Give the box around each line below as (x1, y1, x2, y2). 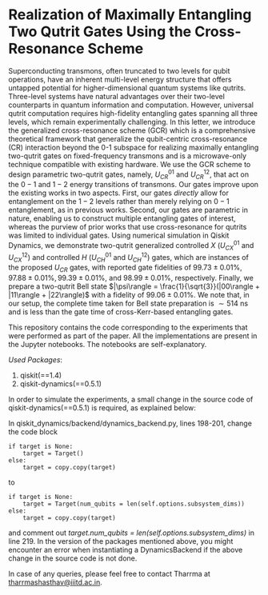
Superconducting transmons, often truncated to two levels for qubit (8, 66, 230, 75)
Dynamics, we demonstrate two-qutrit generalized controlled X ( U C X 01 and (8, 239, 254, 252)
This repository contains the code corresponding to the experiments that (8, 322, 248, 333)
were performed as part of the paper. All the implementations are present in (8, 331, 258, 341)
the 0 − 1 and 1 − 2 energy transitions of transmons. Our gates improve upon (8, 180, 258, 190)
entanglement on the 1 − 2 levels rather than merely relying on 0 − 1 (8, 197, 230, 206)
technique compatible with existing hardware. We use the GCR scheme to (8, 159, 251, 169)
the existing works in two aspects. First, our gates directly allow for (8, 188, 230, 198)
